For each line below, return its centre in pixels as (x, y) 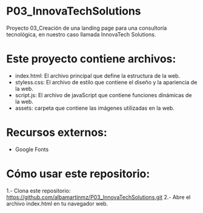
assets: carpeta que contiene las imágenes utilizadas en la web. (95, 108)
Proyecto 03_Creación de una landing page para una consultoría (87, 28)
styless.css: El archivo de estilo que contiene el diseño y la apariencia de (106, 82)
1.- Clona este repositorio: (38, 191)
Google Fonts (32, 149)
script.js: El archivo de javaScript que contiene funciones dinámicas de (103, 95)
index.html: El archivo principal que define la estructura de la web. (98, 76)
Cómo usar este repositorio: (78, 174)
